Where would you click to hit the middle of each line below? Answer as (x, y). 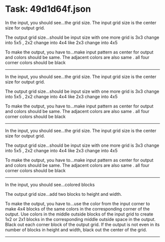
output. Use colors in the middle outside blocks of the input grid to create (79, 214)
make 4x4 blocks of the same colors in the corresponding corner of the (77, 209)
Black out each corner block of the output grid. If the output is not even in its (82, 224)
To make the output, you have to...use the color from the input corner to (78, 203)
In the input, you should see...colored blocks (50, 185)
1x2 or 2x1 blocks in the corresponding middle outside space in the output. (80, 219)
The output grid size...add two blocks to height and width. (64, 194)
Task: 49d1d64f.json (48, 9)
